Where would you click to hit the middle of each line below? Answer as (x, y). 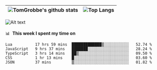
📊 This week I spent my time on (40, 33)
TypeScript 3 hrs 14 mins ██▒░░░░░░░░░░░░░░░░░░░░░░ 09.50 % (79, 53)
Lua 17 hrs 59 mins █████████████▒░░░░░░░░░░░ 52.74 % (79, 45)
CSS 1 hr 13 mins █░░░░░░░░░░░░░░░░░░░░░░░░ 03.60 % (79, 58)
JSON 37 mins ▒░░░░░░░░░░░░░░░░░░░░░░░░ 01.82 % (79, 62)
